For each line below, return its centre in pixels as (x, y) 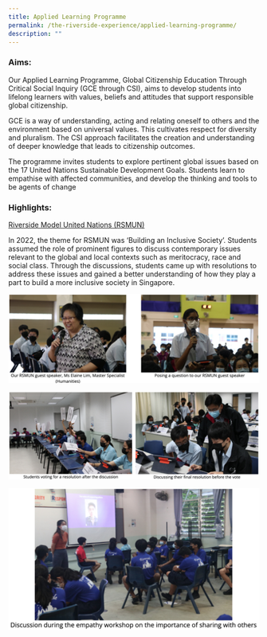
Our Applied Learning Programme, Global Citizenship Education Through (128, 80)
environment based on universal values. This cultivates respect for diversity (133, 129)
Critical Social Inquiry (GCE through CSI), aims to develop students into (125, 88)
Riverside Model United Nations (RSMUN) (77, 225)
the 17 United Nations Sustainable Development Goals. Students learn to (127, 170)
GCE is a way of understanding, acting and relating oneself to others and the (134, 120)
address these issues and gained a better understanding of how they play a (132, 274)
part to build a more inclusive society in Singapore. (92, 282)
